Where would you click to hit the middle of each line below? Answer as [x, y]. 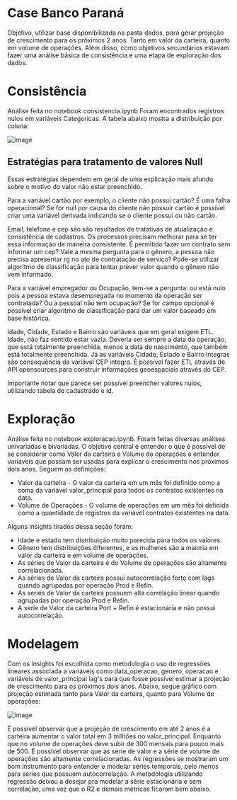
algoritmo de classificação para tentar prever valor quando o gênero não [113, 266]
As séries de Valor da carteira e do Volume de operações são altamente [122, 562]
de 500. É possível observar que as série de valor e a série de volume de [114, 751]
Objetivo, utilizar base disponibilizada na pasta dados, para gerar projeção [116, 33]
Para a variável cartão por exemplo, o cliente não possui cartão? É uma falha [119, 200]
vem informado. [30, 274]
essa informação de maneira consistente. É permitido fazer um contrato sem [119, 244]
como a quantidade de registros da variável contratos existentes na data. [124, 513]
